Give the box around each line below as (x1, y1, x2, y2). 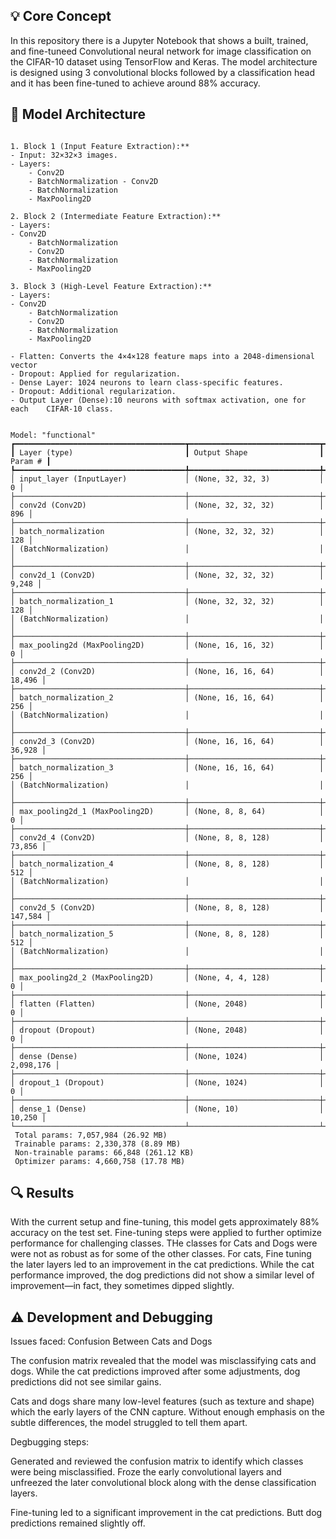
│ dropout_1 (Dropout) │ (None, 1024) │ (10, 1077, 325, 1088)
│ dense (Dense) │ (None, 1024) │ (10, 1051, 325, 1061)
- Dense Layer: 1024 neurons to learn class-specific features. (10, 377, 284, 388)
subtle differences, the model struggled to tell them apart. (10, 1417, 248, 1429)
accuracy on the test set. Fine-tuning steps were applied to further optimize (10, 1227, 322, 1239)
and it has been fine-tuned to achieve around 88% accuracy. (10, 77, 261, 89)
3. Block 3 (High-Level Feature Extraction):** (10, 281, 213, 291)
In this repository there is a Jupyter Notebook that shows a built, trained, (10, 34, 309, 46)
